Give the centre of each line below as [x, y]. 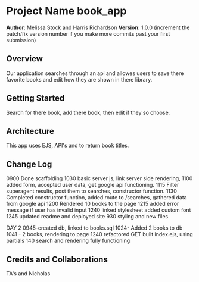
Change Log [29, 164]
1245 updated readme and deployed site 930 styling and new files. [88, 217]
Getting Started [35, 98]
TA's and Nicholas [28, 274]
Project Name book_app [66, 11]
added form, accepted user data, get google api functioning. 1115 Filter [93, 185]
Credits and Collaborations [57, 259]
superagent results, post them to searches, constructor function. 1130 [92, 191]
